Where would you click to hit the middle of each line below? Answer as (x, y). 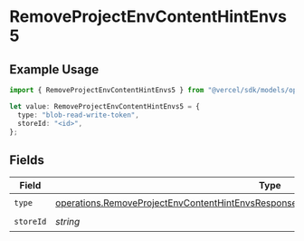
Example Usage (54, 69)
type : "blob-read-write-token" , (79, 115)
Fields (27, 160)
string (68, 221)
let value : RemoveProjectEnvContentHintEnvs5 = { (105, 106)
